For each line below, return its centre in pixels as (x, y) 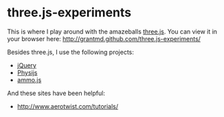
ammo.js (29, 79)
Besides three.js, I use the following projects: (70, 52)
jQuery (26, 65)
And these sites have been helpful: (56, 93)
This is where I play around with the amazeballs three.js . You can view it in (112, 31)
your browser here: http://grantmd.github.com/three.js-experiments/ (104, 38)
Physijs (27, 73)
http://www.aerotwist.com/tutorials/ (68, 106)
